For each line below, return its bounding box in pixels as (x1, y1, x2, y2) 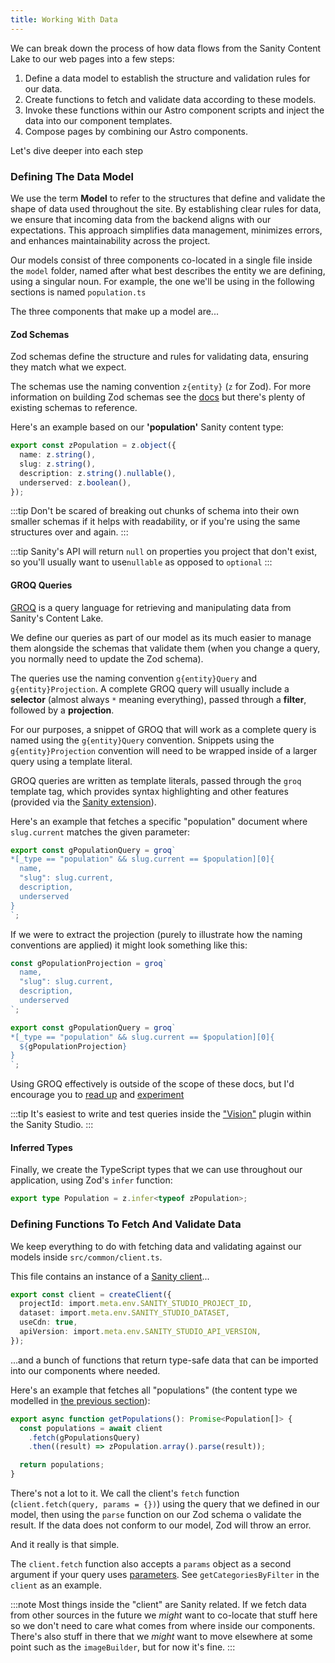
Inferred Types (10, 1141, 73, 1153)
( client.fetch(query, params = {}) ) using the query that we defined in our (10, 1498, 320, 1510)
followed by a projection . (10, 704, 115, 716)
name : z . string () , (19, 450, 97, 460)
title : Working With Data (10, 14, 118, 25)
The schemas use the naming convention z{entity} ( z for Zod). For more (10, 381, 312, 393)
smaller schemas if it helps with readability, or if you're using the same (10, 516, 301, 528)
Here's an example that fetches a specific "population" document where (10, 815, 308, 827)
